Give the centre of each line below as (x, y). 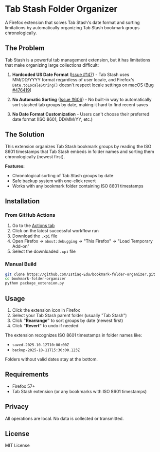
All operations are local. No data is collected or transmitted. (64, 418)
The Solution (25, 135)
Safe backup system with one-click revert (54, 181)
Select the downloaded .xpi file (44, 251)
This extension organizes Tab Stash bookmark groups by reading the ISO (78, 146)
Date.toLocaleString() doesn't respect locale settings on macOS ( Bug (83, 85)
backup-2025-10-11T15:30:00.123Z (46, 350)
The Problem (25, 48)
